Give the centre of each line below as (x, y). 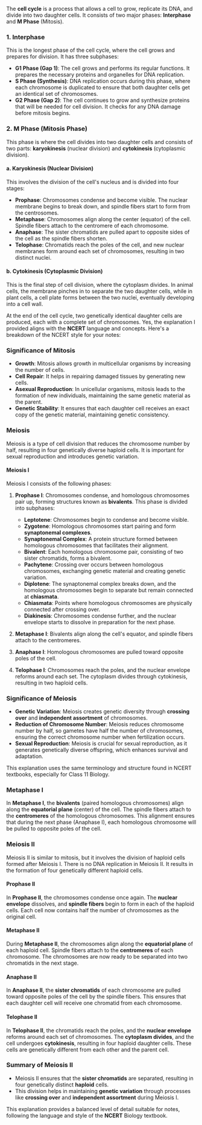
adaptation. (29, 756)
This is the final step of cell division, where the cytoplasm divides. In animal (100, 285)
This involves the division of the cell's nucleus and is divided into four (93, 182)
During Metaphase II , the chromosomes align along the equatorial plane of (100, 944)
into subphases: (35, 508)
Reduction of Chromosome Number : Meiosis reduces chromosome (99, 724)
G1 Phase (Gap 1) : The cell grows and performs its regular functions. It (102, 68)
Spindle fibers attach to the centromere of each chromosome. (92, 225)
